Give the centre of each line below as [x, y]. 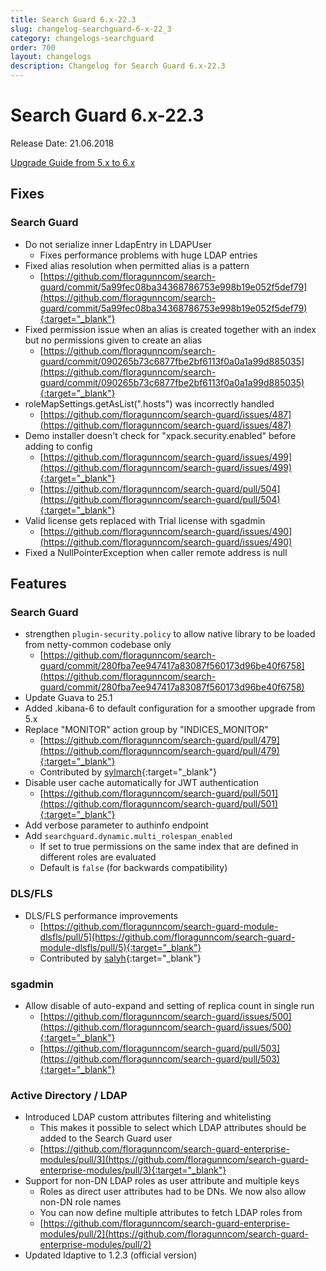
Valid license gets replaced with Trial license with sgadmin [145, 520]
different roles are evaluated [98, 857]
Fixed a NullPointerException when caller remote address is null [156, 552]
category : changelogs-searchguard [82, 38]
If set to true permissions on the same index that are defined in [169, 847]
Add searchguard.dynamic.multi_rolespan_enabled [128, 836]
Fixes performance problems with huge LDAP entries [148, 255]
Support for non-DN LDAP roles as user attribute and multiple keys [162, 1181]
